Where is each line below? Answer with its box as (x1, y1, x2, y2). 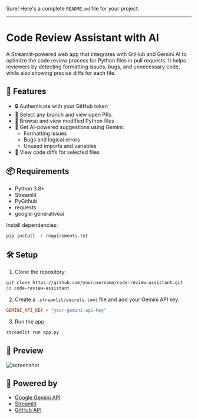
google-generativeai (14, 210, 65, 217)
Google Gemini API (14, 394, 61, 401)
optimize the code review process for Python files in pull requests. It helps (6, 57, 186, 64)
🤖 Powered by (6, 378, 58, 388)
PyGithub (14, 197, 38, 204)
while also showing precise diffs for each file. (6, 69, 116, 76)
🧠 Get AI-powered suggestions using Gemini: (14, 123, 124, 130)
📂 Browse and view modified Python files (14, 117, 115, 124)
